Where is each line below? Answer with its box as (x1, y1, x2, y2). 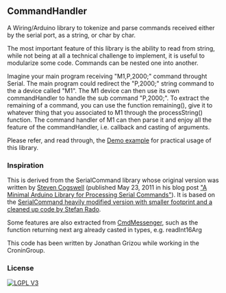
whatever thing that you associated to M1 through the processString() (7, 108, 203, 116)
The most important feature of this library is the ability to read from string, (7, 44, 216, 52)
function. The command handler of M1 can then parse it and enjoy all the (7, 116, 212, 124)
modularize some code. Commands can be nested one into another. (7, 58, 199, 67)
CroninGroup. (7, 246, 46, 255)
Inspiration (7, 160, 45, 170)
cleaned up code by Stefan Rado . (7, 205, 101, 214)
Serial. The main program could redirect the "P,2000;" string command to (7, 79, 214, 88)
